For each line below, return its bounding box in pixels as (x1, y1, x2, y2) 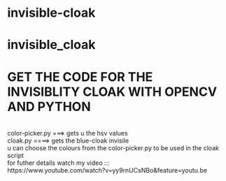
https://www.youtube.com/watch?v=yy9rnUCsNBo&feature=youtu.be (7, 166, 208, 175)
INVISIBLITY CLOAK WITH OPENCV (7, 84, 218, 99)
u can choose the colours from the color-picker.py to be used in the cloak (7, 144, 219, 152)
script (7, 152, 24, 160)
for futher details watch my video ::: (7, 159, 110, 167)
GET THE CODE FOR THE (7, 68, 153, 85)
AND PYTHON (7, 99, 91, 115)
